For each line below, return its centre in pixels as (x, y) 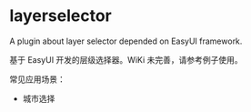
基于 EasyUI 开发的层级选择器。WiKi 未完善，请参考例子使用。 (126, 59)
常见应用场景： (37, 79)
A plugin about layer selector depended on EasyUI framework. (126, 41)
